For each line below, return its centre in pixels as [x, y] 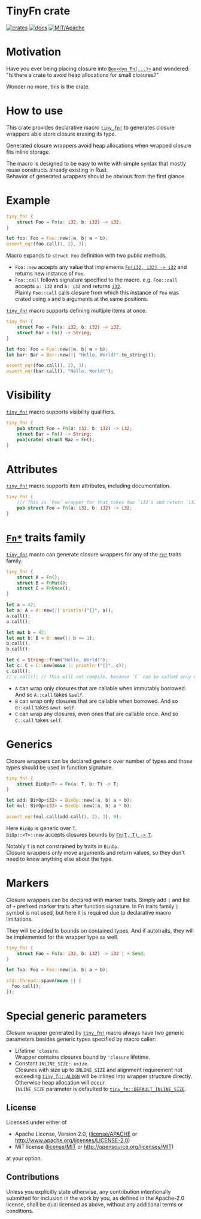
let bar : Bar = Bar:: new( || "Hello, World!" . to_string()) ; [81, 355]
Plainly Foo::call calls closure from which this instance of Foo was [97, 293]
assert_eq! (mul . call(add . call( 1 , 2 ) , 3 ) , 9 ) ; [64, 817]
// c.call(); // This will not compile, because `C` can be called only [99, 676]
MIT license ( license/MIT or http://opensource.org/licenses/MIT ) [94, 1146]
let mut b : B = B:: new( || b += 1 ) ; [51, 638]
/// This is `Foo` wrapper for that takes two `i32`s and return [100, 502]
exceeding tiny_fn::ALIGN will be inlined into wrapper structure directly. [103, 1076]
